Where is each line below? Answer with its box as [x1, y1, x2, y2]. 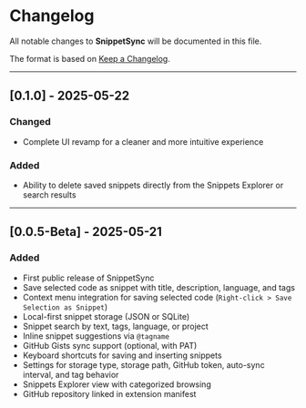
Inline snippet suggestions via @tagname [22, 330, 170, 342]
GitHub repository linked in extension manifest [22, 388, 197, 399]
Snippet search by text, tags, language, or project [22, 321, 209, 331]
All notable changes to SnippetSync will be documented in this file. [9, 36, 262, 46]
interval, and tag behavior [22, 369, 119, 380]
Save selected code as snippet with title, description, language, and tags [22, 281, 296, 292]
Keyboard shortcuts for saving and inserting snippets [22, 350, 222, 361]
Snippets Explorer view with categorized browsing [22, 379, 211, 390]
